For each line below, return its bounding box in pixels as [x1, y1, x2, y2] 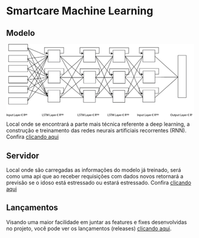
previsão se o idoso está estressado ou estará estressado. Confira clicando [6, 179, 192, 186]
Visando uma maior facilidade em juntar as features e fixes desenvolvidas [6, 218, 187, 225]
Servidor [6, 150, 40, 160]
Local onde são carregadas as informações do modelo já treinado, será [6, 166, 182, 174]
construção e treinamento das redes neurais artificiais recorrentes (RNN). [6, 127, 186, 134]
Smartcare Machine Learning [6, 4, 154, 18]
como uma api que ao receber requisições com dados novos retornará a [6, 173, 184, 180]
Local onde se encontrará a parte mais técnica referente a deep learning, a [6, 120, 190, 128]
